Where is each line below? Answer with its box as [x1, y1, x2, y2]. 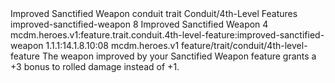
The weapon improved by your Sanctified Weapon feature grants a [41, 50, 317, 62]
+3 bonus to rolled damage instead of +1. [10, 61, 180, 72]
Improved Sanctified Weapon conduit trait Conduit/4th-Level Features [10, 8, 298, 19]
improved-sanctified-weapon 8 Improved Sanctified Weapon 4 [10, 18, 269, 30]
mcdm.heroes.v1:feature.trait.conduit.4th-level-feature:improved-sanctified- [10, 29, 325, 41]
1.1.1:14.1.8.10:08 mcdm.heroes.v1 [45, 40, 180, 51]
